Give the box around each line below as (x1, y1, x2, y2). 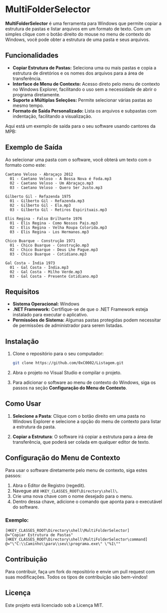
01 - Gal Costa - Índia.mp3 (10, 265, 69, 270)
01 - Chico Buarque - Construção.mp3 (10, 242, 89, 248)
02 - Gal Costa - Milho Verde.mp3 (10, 269, 82, 274)
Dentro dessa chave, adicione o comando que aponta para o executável (12, 498, 162, 504)
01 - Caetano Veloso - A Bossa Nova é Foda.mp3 (10, 176, 112, 181)
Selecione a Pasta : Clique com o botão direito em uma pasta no (12, 413, 145, 419)
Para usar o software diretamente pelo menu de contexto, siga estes (5, 467, 148, 473)
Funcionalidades (5, 51, 59, 60)
